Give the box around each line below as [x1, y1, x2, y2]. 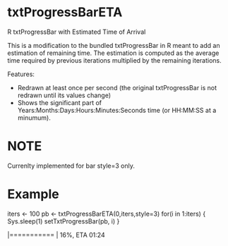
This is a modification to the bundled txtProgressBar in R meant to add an [7, 41, 220, 49]
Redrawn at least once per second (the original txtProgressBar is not [17, 83, 217, 92]
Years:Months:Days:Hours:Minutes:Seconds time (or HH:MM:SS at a [17, 106, 217, 114]
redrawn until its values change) [17, 91, 112, 99]
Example [7, 186, 59, 202]
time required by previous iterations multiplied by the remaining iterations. [7, 56, 222, 64]
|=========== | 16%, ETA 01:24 [7, 230, 105, 239]
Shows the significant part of [17, 98, 102, 106]
